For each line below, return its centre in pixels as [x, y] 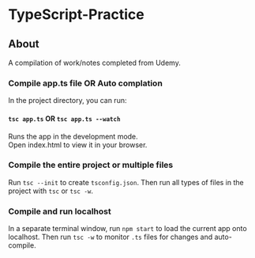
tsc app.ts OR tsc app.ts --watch [64, 118]
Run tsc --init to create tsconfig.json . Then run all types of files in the [126, 182]
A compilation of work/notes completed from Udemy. [95, 63]
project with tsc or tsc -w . [51, 191]
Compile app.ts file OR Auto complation [86, 83]
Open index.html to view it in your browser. [78, 145]
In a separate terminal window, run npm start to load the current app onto [127, 229]
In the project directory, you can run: [67, 101]
